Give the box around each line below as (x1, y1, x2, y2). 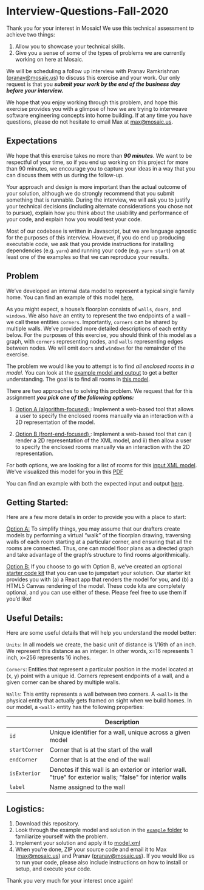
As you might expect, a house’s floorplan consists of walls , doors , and (6, 305, 182, 313)
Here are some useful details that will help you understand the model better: (6, 629, 197, 637)
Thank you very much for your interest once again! (6, 877, 134, 884)
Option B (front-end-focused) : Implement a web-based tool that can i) (15, 430, 192, 437)
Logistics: (6, 803, 44, 814)
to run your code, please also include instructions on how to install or (15, 859, 188, 866)
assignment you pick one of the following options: (6, 394, 134, 401)
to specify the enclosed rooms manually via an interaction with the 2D (15, 443, 190, 450)
